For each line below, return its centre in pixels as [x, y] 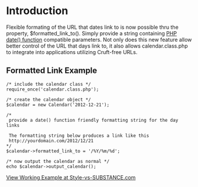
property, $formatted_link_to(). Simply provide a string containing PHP [92, 33]
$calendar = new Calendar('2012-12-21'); [58, 105]
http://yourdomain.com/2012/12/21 [51, 141]
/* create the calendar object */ [49, 99]
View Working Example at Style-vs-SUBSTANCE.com [71, 177]
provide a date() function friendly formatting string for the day [93, 120]
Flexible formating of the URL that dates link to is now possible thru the [92, 27]
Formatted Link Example [52, 71]
